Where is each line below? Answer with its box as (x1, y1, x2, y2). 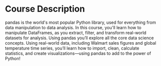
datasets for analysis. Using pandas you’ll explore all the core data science (5, 35, 154, 41)
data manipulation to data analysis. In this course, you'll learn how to (5, 24, 142, 30)
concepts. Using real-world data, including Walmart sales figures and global (5, 40, 156, 46)
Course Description (5, 3, 85, 15)
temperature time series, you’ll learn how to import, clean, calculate (5, 45, 139, 51)
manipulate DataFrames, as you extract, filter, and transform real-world (5, 30, 146, 35)
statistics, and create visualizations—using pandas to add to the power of (5, 50, 151, 56)
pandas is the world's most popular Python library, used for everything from (5, 19, 156, 25)
